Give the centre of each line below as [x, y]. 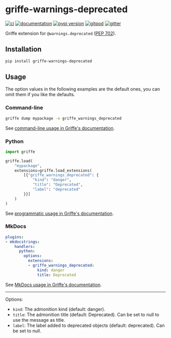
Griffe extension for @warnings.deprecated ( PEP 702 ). [61, 33]
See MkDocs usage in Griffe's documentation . [53, 285]
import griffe [20, 152]
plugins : [15, 237]
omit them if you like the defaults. [40, 95]
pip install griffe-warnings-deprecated [49, 61]
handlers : [25, 246]
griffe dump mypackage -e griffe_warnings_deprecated [64, 118]
